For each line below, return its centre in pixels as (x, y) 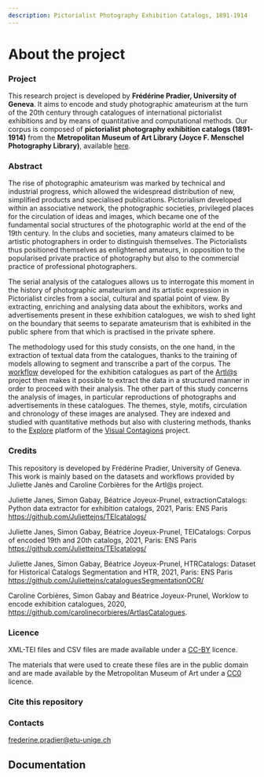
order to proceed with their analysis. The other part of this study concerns (128, 388)
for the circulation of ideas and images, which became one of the (114, 217)
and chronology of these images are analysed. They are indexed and (119, 414)
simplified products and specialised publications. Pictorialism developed (125, 200)
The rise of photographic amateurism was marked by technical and (117, 183)
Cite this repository (46, 702)
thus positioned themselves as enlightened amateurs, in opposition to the (126, 250)
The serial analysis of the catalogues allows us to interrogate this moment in (131, 282)
